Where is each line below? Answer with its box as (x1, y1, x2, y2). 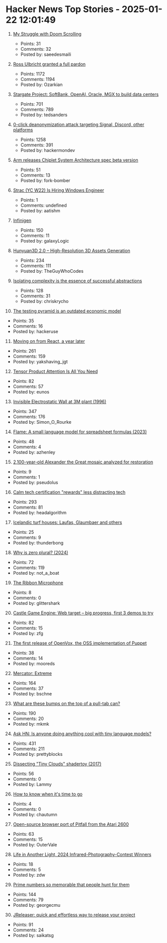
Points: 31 (20, 40, 41, 46)
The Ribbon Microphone (13, 580, 63, 586)
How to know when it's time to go (13, 791, 82, 797)
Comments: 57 (13, 383, 44, 389)
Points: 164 (13, 680, 36, 686)
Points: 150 (20, 227, 44, 233)
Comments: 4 (13, 444, 42, 450)
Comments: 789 (20, 106, 54, 112)
